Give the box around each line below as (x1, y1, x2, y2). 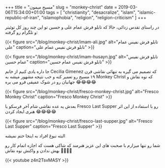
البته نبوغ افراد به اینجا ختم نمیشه (5, 133, 66, 138)
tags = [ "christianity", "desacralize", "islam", (46, 9, 136, 15)
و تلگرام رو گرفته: (5, 30, 38, 35)
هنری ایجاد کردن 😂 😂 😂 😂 (5, 108, 57, 114)
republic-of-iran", (5, 15, 40, 20)
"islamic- (137, 9, 156, 15)
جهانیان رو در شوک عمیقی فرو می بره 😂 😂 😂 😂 (5, 79, 97, 85)
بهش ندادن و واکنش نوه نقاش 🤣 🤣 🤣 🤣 (5, 148, 72, 153)
